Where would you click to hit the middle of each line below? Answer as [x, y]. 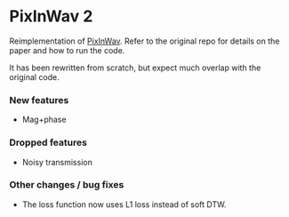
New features [39, 100]
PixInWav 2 [51, 16]
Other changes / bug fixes [67, 185]
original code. [34, 76]
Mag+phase [44, 120]
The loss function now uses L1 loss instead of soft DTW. [124, 204]
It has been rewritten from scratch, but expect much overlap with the [135, 68]
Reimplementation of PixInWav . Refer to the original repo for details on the [144, 41]
